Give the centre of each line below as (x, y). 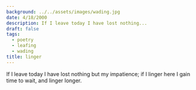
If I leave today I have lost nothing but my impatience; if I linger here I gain (98, 74)
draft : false (23, 29)
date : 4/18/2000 (27, 18)
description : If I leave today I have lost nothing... (77, 23)
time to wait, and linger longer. (44, 80)
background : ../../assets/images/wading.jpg (63, 12)
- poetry (23, 40)
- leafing (24, 46)
